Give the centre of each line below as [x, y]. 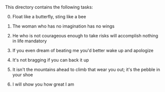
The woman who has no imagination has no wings [63, 26]
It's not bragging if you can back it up [51, 60]
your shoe [23, 75]
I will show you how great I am [43, 84]
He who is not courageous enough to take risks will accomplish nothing [85, 36]
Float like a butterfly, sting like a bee [49, 16]
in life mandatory [29, 41]
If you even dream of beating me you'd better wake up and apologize [83, 50]
